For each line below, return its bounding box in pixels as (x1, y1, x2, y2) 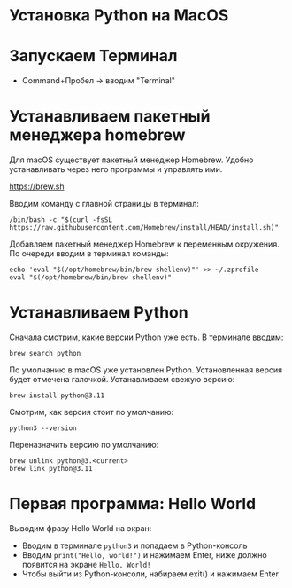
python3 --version (9, 424, 77, 433)
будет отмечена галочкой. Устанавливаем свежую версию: (9, 374, 235, 384)
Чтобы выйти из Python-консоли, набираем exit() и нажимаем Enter (21, 568, 279, 579)
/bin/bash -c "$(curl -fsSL (9, 216, 113, 224)
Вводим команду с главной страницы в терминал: (9, 199, 199, 209)
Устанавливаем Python (9, 302, 188, 323)
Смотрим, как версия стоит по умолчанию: (9, 407, 174, 417)
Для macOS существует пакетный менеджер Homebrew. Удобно (9, 154, 254, 165)
